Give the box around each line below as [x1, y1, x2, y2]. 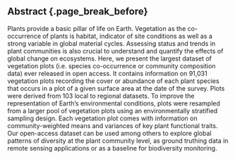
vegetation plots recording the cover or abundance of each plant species [7, 77, 220, 85]
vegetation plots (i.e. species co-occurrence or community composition [7, 61, 217, 70]
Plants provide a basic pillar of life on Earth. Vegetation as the [7, 24, 186, 32]
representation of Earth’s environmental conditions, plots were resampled [7, 98, 221, 108]
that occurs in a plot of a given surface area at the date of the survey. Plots [7, 84, 225, 92]
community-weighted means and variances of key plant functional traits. [7, 121, 218, 129]
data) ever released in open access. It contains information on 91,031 [7, 69, 207, 77]
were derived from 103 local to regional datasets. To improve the [7, 91, 195, 100]
